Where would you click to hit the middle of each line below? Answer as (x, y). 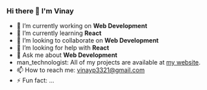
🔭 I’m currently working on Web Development (82, 26)
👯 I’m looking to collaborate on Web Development (88, 41)
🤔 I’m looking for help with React (63, 48)
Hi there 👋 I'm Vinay (40, 11)
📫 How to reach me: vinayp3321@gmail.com (81, 70)
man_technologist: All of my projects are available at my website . (108, 63)
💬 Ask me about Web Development (67, 55)
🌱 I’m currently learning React (59, 33)
